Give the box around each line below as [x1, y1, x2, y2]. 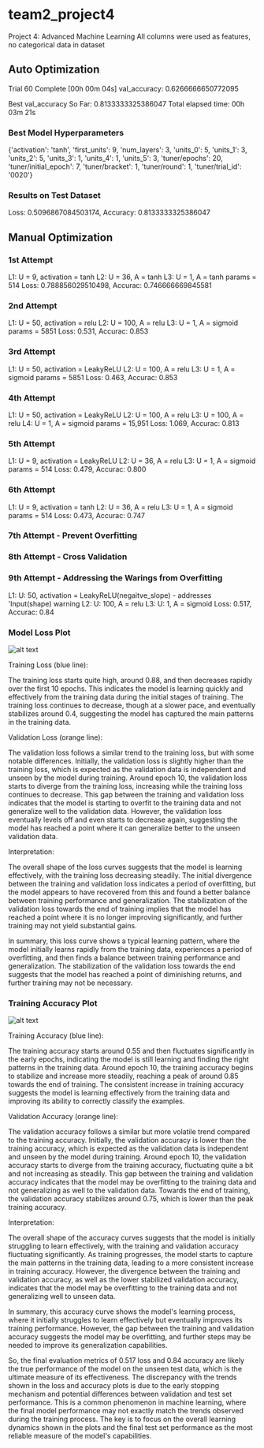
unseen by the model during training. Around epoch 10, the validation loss [8, 773, 247, 782]
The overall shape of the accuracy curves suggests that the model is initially [8, 1233, 255, 1243]
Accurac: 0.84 [8, 607, 54, 617]
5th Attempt [8, 438, 55, 449]
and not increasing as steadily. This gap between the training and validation [8, 1169, 254, 1178]
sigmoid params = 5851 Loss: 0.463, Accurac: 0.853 [8, 372, 178, 382]
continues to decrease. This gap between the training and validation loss [8, 789, 244, 799]
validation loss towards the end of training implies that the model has [8, 904, 232, 913]
